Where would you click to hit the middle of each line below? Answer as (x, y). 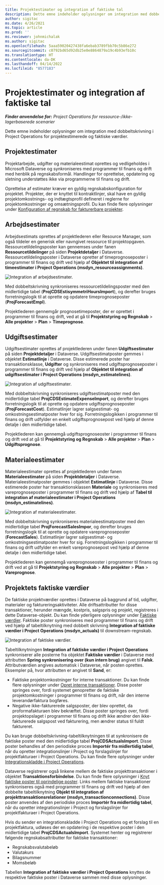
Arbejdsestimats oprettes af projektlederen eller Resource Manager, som (78, 236)
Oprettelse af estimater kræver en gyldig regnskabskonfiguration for (74, 188)
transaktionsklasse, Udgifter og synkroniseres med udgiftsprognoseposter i (81, 364)
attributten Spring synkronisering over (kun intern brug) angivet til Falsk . (80, 660)
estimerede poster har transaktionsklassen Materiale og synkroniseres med (81, 487)
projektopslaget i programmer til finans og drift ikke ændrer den (76, 716)
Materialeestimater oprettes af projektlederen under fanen (63, 472)
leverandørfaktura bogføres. (41, 700)
